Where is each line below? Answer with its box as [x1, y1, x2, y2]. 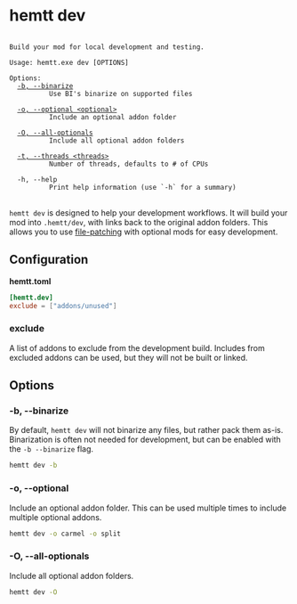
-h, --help [17, 175, 58, 184]
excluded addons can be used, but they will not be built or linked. [9, 352, 248, 363]
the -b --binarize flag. [9, 444, 94, 454]
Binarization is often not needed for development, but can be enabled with [9, 434, 282, 445]
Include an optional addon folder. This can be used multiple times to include [9, 502, 287, 513]
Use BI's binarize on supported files [48, 89, 193, 98]
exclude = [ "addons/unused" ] [9, 301, 117, 310]
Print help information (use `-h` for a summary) [48, 183, 237, 192]
